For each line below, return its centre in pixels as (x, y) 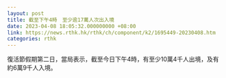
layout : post (26, 13)
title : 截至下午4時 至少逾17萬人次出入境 (61, 20)
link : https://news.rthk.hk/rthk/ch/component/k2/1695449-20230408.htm (111, 32)
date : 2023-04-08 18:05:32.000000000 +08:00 (72, 26)
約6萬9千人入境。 (32, 68)
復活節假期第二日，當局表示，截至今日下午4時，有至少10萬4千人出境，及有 (113, 60)
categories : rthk (32, 39)
